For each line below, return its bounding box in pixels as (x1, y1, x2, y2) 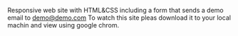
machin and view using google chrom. (7, 21, 120, 29)
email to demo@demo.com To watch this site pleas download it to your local (7, 13, 232, 22)
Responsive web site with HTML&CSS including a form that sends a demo (7, 6, 224, 14)
